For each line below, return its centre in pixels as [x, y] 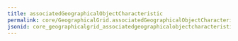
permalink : [23, 20]
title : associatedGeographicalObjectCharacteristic [85, 14]
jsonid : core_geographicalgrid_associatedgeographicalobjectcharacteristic [121, 26]
